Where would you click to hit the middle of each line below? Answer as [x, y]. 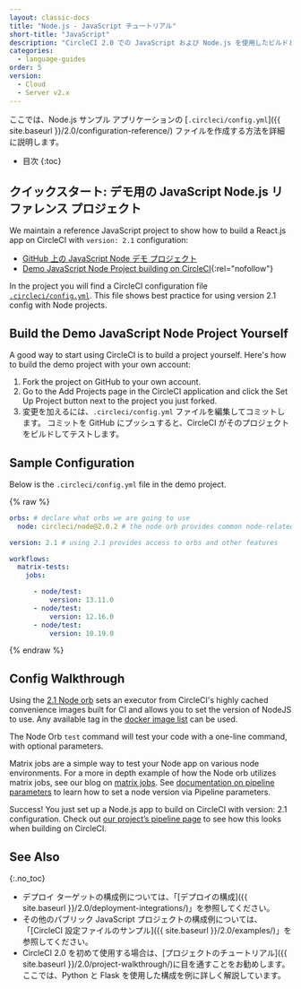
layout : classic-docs [50, 17]
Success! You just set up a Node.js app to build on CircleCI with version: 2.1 [148, 810]
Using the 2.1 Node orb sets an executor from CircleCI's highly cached [139, 700]
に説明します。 [37, 142]
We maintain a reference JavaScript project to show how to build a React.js [148, 230]
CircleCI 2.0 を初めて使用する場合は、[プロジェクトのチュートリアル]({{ [155, 953]
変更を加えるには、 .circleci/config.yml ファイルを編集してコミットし [154, 412]
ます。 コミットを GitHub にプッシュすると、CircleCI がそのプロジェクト [155, 423]
